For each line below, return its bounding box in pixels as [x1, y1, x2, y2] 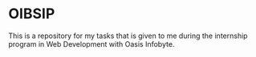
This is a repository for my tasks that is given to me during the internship [8, 31, 248, 40]
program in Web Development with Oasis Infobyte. [8, 39, 175, 48]
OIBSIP [8, 5, 55, 23]
